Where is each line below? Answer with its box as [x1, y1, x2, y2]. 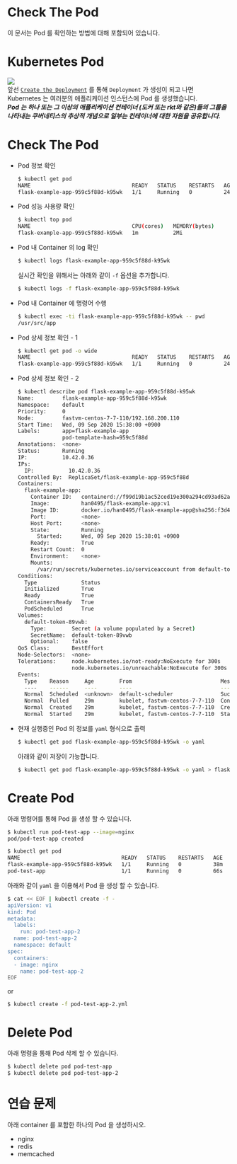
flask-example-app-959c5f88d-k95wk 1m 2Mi [17, 229, 183, 237]
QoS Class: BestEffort [17, 645, 104, 652]
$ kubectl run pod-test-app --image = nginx [7, 829, 134, 836]
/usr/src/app [17, 319, 57, 326]
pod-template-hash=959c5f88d [62, 434, 149, 442]
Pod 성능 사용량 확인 [17, 202, 75, 211]
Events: [17, 671, 40, 678]
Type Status [24, 579, 100, 586]
